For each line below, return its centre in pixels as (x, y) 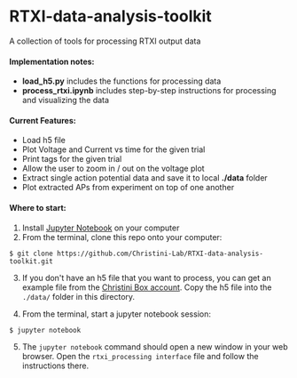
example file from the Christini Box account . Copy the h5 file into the (147, 287)
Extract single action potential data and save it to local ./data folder (145, 178)
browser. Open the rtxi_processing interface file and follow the (140, 356)
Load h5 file (44, 141)
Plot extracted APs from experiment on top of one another (128, 188)
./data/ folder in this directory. (78, 296)
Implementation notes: (52, 61)
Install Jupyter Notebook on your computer (101, 228)
